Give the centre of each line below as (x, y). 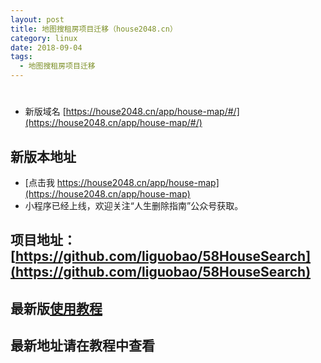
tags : (21, 57)
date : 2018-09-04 (46, 47)
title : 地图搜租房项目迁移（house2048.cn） (94, 29)
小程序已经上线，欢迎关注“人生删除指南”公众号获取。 (134, 205)
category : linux (44, 38)
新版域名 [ (45, 112)
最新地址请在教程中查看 (82, 346)
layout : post (37, 19)
